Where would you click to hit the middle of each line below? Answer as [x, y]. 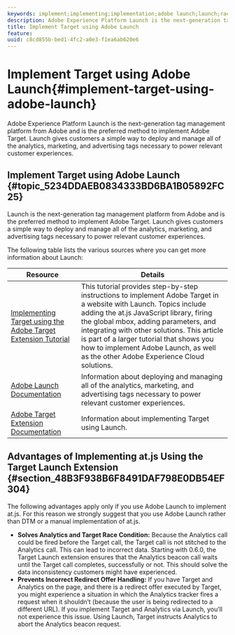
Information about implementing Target [145, 419]
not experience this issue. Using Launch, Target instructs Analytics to [117, 616]
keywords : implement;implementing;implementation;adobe [90, 14]
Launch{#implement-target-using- [111, 89]
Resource [43, 274]
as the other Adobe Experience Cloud [143, 356]
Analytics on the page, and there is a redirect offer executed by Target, [119, 587]
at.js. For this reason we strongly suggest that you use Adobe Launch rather [116, 514]
